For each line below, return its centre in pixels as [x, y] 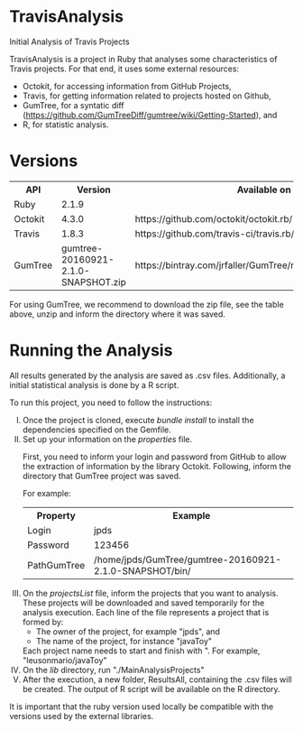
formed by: [43, 622]
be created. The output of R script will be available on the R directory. [151, 688]
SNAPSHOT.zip [94, 282]
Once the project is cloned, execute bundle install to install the [138, 420]
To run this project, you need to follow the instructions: [111, 402]
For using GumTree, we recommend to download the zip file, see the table [147, 304]
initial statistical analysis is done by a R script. [94, 384]
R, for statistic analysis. [65, 125]
